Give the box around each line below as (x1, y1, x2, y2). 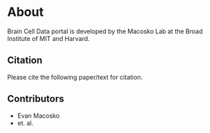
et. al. (17, 118, 33, 127)
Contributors (7, 93, 65, 105)
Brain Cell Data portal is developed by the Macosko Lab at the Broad (7, 27, 203, 35)
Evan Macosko (17, 112, 60, 120)
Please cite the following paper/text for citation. (7, 73, 143, 81)
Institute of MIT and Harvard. (7, 34, 90, 42)
